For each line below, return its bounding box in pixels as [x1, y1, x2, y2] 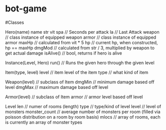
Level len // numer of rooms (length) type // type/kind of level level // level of [5, 103, 162, 109]
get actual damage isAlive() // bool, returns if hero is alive [5, 50, 122, 56]
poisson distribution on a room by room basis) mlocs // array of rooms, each [5, 114, 161, 120]
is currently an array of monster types [5, 119, 83, 125]
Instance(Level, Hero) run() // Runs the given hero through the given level [5, 60, 155, 65]
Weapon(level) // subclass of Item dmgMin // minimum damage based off [5, 79, 155, 85]
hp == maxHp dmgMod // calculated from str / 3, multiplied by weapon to [5, 45, 155, 51]
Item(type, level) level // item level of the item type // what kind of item [5, 69, 149, 75]
